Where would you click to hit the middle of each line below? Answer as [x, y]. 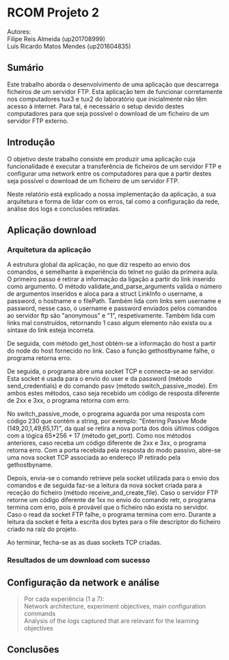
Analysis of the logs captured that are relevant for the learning [111, 621]
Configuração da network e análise [83, 582]
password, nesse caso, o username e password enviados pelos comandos [112, 308]
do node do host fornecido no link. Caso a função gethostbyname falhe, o [111, 351]
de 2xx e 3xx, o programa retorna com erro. [69, 401]
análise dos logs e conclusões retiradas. [64, 209]
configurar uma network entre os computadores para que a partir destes [109, 174]
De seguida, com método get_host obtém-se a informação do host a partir [112, 344]
